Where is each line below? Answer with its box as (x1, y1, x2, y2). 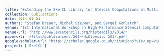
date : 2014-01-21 (5, 16, 41, 21)
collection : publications (5, 12, 58, 17)
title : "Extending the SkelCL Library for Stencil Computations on (5, 7, 145, 12)
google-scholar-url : (5, 39, 47, 44)
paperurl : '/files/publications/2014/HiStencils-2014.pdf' (5, 35, 128, 39)
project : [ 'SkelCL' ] (5, 43, 47, 48)
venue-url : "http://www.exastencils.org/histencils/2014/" (5, 30, 128, 35)
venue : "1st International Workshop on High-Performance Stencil (5, 25, 141, 30)
